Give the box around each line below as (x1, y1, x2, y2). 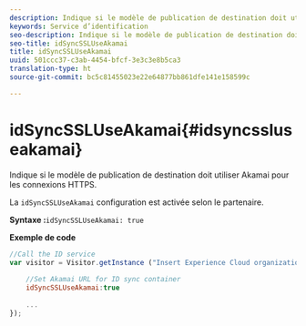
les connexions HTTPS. (9, 178, 97, 189)
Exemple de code (9, 231, 76, 242)
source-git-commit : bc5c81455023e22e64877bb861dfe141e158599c (9, 73, 250, 82)
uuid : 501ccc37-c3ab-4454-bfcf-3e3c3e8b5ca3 (9, 56, 181, 65)
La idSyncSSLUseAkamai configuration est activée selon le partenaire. (9, 197, 264, 208)
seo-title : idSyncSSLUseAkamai (9, 38, 128, 48)
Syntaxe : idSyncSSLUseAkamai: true (9, 214, 144, 225)
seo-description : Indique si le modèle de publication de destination (9, 30, 283, 39)
